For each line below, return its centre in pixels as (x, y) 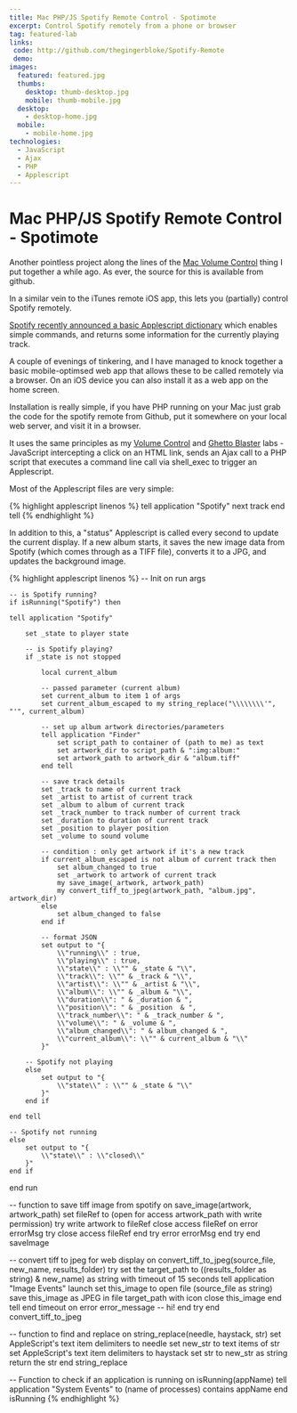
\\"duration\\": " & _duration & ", (124, 1000)
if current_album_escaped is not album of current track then (159, 860)
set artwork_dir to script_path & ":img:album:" (148, 751)
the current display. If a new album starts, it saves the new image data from (147, 542)
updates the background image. (68, 561)
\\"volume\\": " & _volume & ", (116, 1023)
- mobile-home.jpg (59, 134)
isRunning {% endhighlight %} (64, 1399)
